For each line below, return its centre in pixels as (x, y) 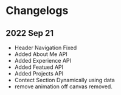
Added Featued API (39, 67)
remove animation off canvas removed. (64, 86)
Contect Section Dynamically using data (64, 80)
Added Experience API (43, 61)
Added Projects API (39, 73)
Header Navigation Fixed (46, 47)
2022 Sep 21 (30, 33)
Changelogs (37, 11)
